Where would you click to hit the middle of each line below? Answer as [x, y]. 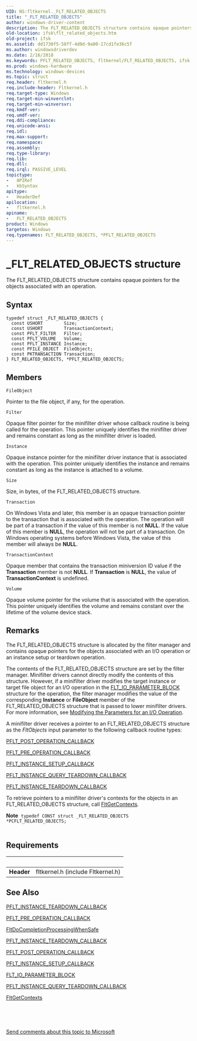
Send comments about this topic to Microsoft [61, 1032]
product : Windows [27, 224]
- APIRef [19, 181]
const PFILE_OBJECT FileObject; [52, 349]
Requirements [32, 846]
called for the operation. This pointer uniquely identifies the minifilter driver [97, 430]
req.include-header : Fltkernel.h [47, 88]
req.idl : [17, 132]
